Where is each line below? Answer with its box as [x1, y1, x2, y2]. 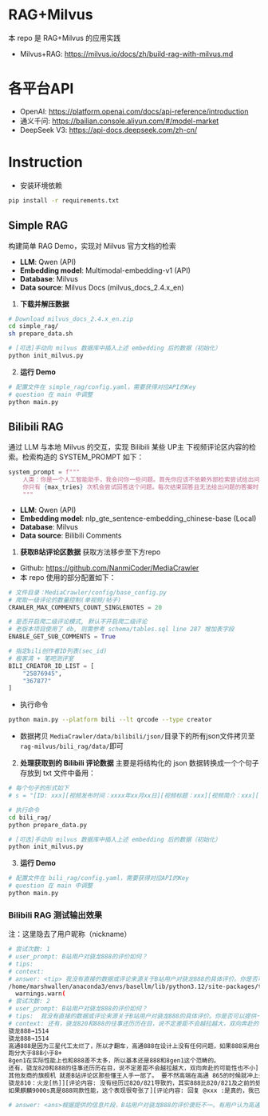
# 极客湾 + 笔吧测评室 [8, 654, 74, 662]
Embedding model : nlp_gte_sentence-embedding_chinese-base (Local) [19, 514, 257, 523]
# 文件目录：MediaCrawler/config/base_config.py [8, 588, 167, 597]
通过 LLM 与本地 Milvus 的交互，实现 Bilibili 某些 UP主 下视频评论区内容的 [8, 442, 250, 452]
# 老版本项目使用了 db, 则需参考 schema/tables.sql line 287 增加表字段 [8, 626, 235, 634]
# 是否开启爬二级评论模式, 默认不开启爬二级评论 [8, 618, 148, 626]
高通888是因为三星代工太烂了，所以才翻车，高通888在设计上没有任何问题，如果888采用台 [8, 1042, 261, 1050]
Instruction [8, 154, 83, 171]
